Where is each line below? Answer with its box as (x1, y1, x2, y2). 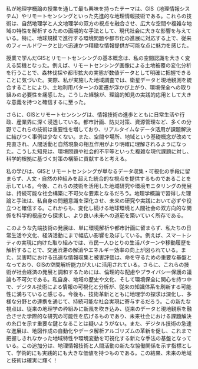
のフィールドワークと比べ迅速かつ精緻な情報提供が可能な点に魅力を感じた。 (6, 42, 192, 49)
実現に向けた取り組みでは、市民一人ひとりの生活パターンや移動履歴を (21, 239, 192, 246)
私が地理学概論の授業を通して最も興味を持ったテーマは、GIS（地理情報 (6, 5, 180, 12)
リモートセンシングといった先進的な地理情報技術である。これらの (26, 12, 187, 19)
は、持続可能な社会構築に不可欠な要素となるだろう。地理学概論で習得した (6, 190, 186, 197)
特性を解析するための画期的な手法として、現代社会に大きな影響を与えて (16, 27, 192, 34)
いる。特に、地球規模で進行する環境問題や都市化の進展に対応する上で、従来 (6, 35, 192, 41)
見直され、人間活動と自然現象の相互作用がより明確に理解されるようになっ (6, 141, 187, 147)
